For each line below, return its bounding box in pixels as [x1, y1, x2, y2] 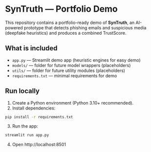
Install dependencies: [12, 105, 56, 111]
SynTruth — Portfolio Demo [5, 3, 118, 15]
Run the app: [12, 123, 38, 129]
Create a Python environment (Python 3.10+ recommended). [12, 100, 133, 106]
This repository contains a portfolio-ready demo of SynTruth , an [5, 20, 135, 25]
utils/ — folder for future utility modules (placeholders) [12, 67, 126, 73]
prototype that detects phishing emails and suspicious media [23, 24, 147, 30]
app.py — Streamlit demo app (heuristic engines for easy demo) [12, 57, 141, 63]
